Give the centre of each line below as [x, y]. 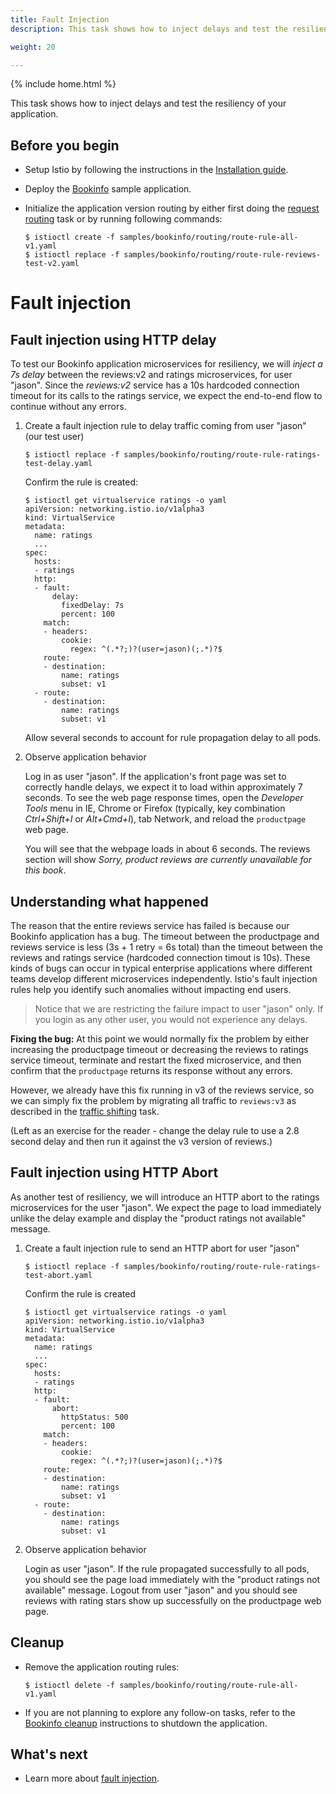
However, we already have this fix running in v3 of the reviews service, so [162, 1090]
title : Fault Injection [60, 19]
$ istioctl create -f [69, 237]
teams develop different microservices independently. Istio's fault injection [164, 979]
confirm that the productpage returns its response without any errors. [151, 1070]
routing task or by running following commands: [123, 219]
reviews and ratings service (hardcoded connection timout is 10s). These [160, 957]
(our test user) [54, 437]
